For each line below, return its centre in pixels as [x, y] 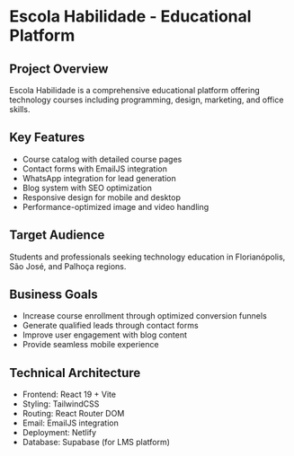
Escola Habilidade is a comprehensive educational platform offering [135, 90]
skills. [20, 109]
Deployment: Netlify [59, 433]
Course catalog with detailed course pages [102, 159]
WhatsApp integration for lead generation [99, 178]
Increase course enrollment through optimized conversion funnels [144, 316]
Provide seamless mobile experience [90, 345]
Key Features [47, 138]
